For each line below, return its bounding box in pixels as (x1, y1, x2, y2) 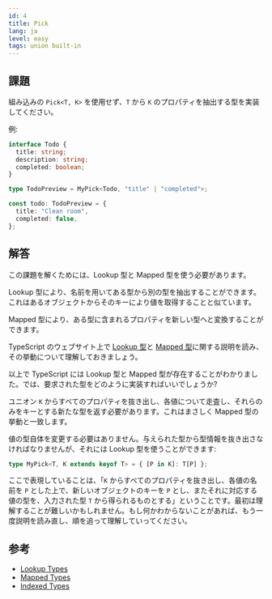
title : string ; (15, 147, 67, 156)
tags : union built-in (8, 42, 82, 50)
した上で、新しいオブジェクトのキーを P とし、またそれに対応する (37, 486, 257, 495)
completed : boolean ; (15, 163, 85, 171)
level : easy (8, 34, 49, 43)
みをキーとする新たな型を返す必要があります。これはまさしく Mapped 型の (8, 406, 259, 416)
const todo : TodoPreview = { (8, 200, 107, 208)
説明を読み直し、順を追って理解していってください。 (15, 516, 192, 526)
